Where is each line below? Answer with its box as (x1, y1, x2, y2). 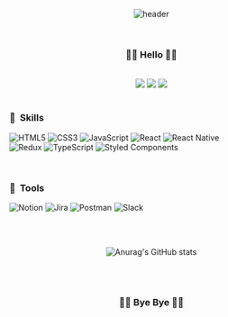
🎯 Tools (9, 181, 45, 194)
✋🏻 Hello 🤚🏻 (125, 48, 178, 60)
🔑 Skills (9, 112, 45, 124)
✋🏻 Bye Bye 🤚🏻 (118, 295, 185, 308)
